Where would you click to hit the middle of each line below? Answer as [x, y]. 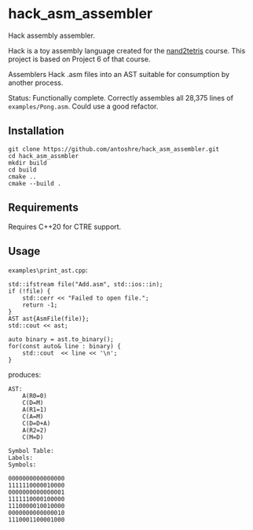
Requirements [43, 208]
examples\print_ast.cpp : [48, 270]
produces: [25, 375]
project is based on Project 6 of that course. [79, 59]
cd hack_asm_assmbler [44, 156]
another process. [36, 83]
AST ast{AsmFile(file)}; [49, 319]
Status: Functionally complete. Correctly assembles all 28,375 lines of [121, 98]
